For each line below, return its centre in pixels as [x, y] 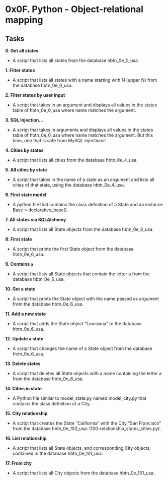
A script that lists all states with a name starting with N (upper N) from [85, 80]
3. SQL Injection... [24, 120]
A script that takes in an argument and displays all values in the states [85, 105]
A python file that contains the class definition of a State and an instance [88, 204]
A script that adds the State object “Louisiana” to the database [77, 323]
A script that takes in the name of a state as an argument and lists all [83, 179]
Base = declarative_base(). [40, 210]
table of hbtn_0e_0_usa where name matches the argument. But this [83, 135]
